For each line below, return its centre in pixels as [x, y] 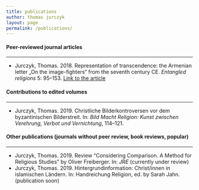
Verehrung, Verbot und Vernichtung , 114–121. [69, 123]
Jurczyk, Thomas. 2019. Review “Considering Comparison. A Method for [103, 155]
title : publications [32, 12]
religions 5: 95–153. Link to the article [60, 78]
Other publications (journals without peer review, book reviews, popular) [97, 137]
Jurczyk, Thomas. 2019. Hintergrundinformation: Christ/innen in [92, 168]
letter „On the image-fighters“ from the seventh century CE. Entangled [100, 72]
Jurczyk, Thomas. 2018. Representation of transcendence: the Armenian [103, 66]
